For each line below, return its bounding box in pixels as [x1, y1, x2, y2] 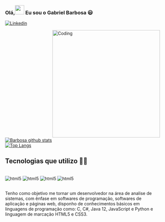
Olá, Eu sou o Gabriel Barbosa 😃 [5, 9, 93, 16]
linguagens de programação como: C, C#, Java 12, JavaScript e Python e [5, 206, 153, 212]
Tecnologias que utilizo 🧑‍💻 [5, 157, 88, 165]
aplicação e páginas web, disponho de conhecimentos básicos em [5, 200, 140, 206]
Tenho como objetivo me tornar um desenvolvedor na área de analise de [5, 190, 152, 196]
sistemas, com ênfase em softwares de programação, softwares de [5, 195, 141, 201]
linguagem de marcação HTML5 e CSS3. [5, 211, 87, 217]
